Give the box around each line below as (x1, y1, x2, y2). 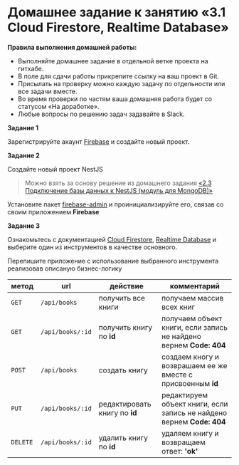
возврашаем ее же (161, 360, 228, 370)
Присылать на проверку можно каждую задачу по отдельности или (17, 79, 225, 88)
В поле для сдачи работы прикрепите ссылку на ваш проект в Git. (17, 72, 219, 80)
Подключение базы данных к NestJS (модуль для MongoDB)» (24, 186, 213, 194)
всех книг (161, 302, 196, 312)
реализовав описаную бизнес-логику (7, 264, 122, 273)
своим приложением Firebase (7, 207, 100, 216)
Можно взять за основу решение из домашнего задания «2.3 (24, 179, 212, 187)
